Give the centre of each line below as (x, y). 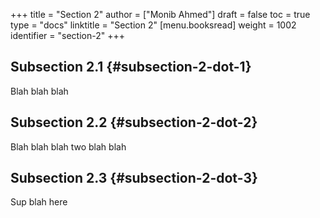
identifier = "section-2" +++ (67, 35)
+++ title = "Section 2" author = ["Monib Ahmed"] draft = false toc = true (160, 14)
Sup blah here (39, 202)
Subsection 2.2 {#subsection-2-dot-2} (134, 122)
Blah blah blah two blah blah (68, 146)
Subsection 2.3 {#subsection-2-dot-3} (134, 178)
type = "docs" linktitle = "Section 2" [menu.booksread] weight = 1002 (153, 25)
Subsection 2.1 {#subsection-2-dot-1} (131, 67)
